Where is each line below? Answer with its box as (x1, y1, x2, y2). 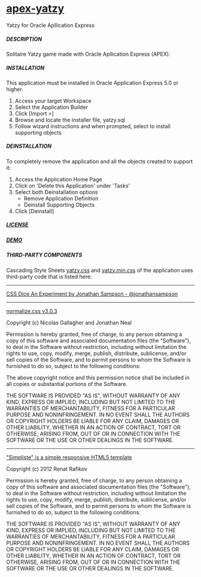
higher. (6, 86, 24, 93)
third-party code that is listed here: (6, 273, 92, 280)
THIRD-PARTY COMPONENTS (6, 251, 83, 259)
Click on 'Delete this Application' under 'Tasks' (14, 182, 130, 189)
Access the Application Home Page (14, 175, 103, 183)
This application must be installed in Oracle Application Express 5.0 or (6, 79, 179, 86)
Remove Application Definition (23, 195, 99, 202)
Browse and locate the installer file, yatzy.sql (14, 116, 126, 123)
